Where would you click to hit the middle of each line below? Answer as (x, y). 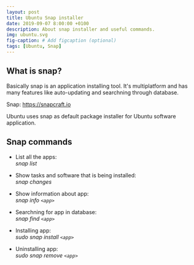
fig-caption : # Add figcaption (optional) (61, 40)
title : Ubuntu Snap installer (45, 18)
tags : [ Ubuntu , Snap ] (34, 47)
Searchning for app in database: (56, 212)
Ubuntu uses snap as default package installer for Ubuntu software (91, 116)
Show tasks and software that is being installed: (76, 175)
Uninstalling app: (37, 248)
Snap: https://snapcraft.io (39, 104)
